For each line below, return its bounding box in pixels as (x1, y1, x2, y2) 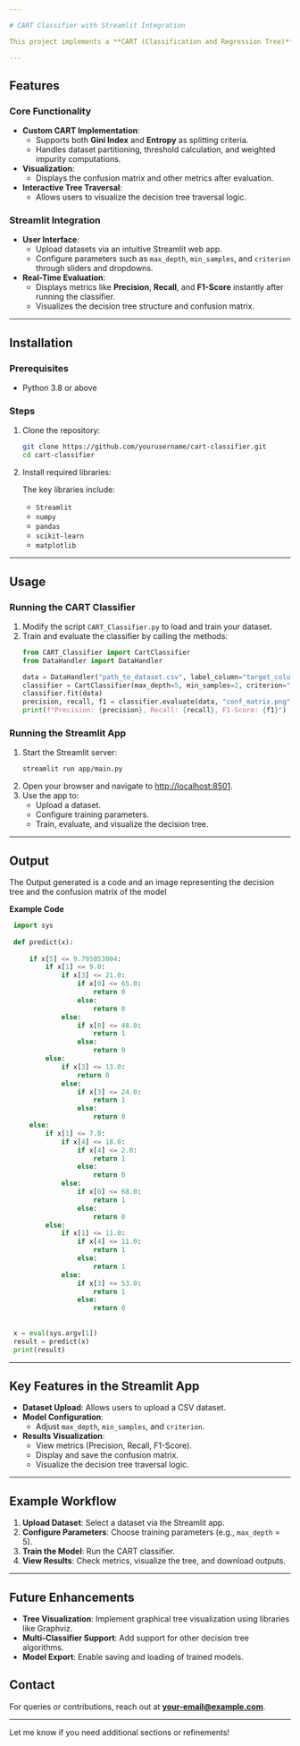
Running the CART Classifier (9, 600, 136, 613)
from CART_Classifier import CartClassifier (21, 648, 191, 657)
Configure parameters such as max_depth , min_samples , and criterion (35, 253, 291, 264)
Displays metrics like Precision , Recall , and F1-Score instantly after (35, 282, 284, 293)
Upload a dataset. (35, 800, 101, 811)
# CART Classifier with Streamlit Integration (9, 21, 186, 30)
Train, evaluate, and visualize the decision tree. (35, 819, 209, 830)
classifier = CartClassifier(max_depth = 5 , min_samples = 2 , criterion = (21, 681, 287, 690)
